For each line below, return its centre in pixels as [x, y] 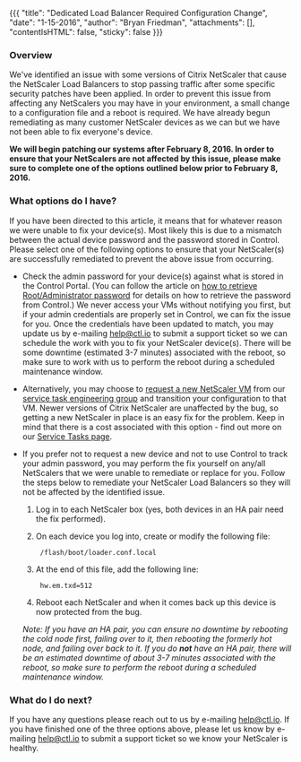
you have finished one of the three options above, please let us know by [142, 729]
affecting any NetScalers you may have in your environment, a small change [150, 103]
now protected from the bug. [89, 611]
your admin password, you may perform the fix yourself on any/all [144, 463]
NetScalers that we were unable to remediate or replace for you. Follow [154, 472]
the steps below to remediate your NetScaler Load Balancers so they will [156, 482]
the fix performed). [70, 518]
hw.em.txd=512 [66, 585]
